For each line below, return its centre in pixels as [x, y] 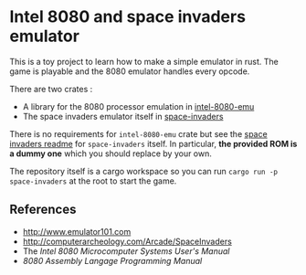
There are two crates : [51, 89]
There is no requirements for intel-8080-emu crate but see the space [138, 133]
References [43, 210]
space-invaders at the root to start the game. [93, 181]
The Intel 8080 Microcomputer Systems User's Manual [126, 251]
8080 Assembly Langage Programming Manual [112, 260]
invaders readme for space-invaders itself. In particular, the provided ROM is [153, 143]
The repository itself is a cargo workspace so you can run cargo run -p [144, 171]
